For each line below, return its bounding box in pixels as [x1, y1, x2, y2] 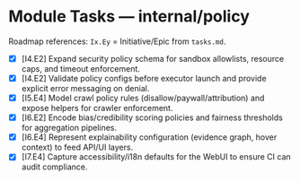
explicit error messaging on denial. [21, 83, 150, 94]
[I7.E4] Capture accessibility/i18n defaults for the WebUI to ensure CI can [21, 151, 291, 162]
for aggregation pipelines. [21, 123, 118, 134]
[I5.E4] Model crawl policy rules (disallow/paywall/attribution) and [21, 92, 265, 104]
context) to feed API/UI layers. [21, 142, 134, 153]
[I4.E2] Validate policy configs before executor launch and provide [21, 73, 267, 83]
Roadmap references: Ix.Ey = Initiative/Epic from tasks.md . [8, 36, 226, 47]
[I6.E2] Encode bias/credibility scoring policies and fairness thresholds [21, 112, 284, 123]
